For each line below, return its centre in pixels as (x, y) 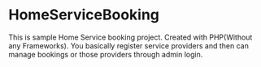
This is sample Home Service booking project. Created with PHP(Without (130, 37)
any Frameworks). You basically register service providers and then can (129, 45)
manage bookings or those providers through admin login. (106, 54)
